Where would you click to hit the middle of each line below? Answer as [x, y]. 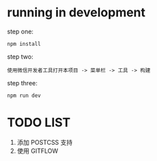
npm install [24, 44]
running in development [76, 13]
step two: [20, 57]
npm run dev [24, 96]
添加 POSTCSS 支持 [45, 142]
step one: [20, 31]
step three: [22, 83]
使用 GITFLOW [38, 151]
